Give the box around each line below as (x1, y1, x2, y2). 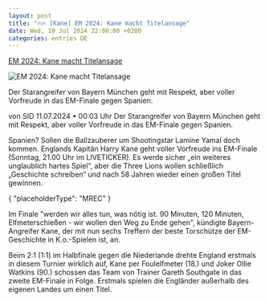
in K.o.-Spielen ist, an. (47, 235, 120, 245)
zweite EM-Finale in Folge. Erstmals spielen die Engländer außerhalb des (8, 276, 249, 286)
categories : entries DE (8, 34, 88, 43)
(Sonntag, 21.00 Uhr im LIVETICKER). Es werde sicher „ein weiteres (8, 153, 231, 162)
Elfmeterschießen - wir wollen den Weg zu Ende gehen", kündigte (8, 218, 226, 227)
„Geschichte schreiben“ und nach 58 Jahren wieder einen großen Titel (8, 169, 241, 179)
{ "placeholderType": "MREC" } (8, 194, 111, 203)
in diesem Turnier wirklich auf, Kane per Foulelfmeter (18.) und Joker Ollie (8, 259, 251, 269)
